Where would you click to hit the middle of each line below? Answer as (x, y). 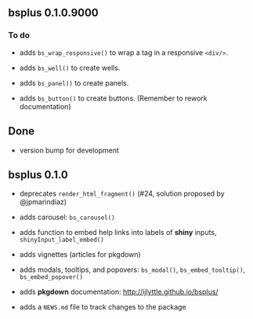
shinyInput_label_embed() (61, 240)
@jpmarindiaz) (43, 202)
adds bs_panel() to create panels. (74, 82)
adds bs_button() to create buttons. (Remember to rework (113, 98)
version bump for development (69, 150)
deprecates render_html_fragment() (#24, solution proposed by (122, 194)
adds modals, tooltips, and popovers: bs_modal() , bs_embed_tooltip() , (132, 269)
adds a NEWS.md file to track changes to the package (103, 307)
